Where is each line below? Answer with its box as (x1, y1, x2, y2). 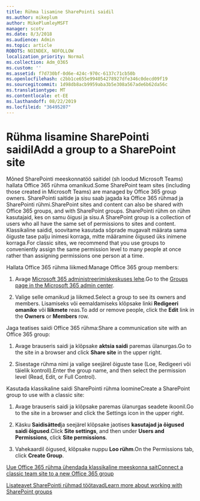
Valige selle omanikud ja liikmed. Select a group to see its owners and (14, 293, 186, 301)
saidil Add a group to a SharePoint (6, 143, 176, 157)
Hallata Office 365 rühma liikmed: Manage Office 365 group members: (6, 264, 179, 271)
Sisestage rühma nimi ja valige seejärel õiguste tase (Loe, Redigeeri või (14, 361, 191, 368)
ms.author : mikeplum (6, 14, 58, 20)
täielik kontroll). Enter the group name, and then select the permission (14, 367, 186, 374)
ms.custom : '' (6, 64, 42, 71)
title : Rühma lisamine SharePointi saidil (6, 8, 114, 15)
